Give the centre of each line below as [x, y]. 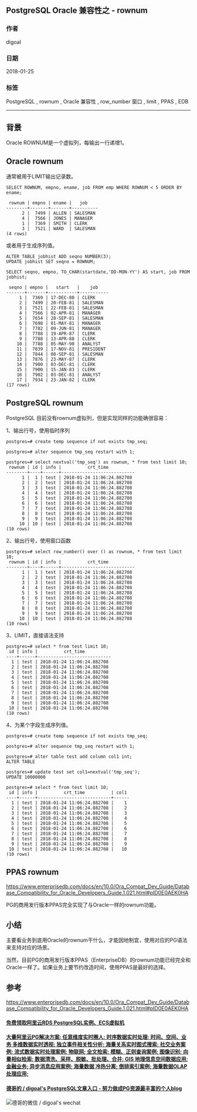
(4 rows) [17, 234]
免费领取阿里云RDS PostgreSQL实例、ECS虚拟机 [65, 1022]
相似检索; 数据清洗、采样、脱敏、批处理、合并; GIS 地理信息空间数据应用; [99, 1059]
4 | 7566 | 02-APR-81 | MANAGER [60, 313]
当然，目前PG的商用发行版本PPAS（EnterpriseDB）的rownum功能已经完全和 [98, 960]
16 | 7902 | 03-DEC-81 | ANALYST [59, 375]
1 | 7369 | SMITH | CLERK [55, 223]
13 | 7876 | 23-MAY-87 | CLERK [56, 359]
